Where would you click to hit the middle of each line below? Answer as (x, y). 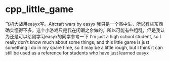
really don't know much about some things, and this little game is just (77, 42)
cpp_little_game (39, 9)
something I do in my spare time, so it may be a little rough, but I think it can (84, 47)
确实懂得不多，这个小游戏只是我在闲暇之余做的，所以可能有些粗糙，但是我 (83, 30)
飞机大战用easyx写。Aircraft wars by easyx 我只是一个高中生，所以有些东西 (84, 24)
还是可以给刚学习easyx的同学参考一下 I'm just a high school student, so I (85, 36)
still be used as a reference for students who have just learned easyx (77, 53)
